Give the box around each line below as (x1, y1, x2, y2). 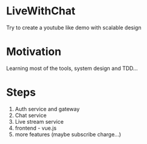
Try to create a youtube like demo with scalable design (6, 24, 142, 31)
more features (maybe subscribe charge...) (14, 130, 121, 138)
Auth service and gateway (14, 105, 80, 112)
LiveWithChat (6, 4, 76, 18)
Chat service (14, 112, 47, 119)
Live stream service (14, 118, 64, 125)
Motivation (6, 45, 62, 59)
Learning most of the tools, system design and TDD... (6, 65, 138, 72)
